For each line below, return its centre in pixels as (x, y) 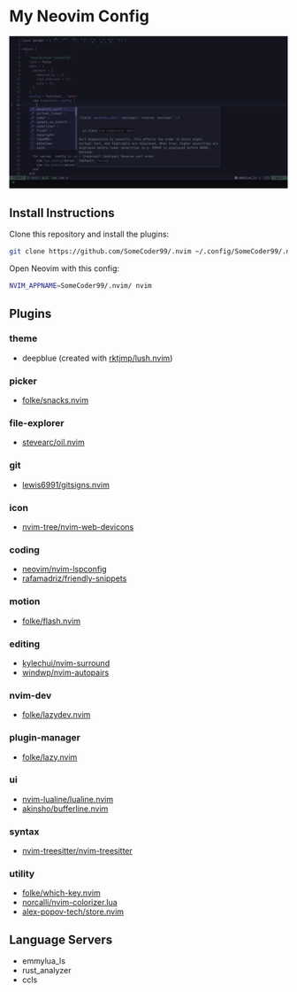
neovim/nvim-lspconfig (65, 570)
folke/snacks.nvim (55, 400)
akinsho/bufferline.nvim (65, 809)
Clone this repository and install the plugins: (89, 234)
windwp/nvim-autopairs (65, 672)
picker (23, 381)
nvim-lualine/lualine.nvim (67, 799)
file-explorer (37, 423)
